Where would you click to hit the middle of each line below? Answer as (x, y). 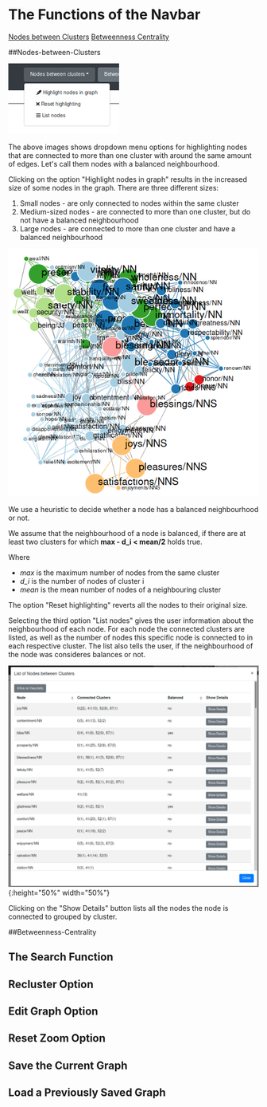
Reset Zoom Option (57, 1038)
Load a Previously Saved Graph (87, 1093)
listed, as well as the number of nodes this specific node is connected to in (131, 638)
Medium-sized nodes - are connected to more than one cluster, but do (135, 211)
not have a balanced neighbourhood (79, 220)
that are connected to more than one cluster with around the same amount (130, 155)
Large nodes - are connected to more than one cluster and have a (128, 228)
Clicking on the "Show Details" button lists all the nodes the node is (118, 908)
